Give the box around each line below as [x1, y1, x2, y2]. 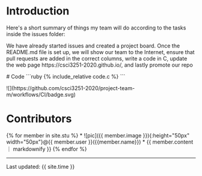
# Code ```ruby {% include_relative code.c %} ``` [6, 73, 126, 80]
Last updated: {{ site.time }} [6, 163, 75, 170]
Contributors [6, 112, 72, 126]
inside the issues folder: [6, 30, 66, 37]
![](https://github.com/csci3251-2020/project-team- [6, 84, 135, 91]
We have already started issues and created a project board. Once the [6, 42, 180, 49]
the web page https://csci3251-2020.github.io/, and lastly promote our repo [6, 61, 194, 68]
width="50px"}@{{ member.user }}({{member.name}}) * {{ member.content [6, 138, 194, 145]
